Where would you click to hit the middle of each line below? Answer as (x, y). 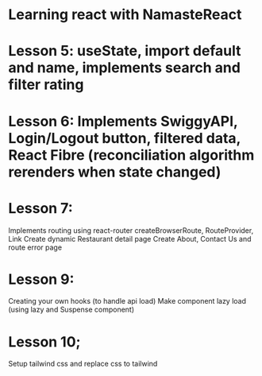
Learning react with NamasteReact (125, 15)
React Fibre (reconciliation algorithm (131, 155)
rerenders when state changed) (115, 172)
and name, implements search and (124, 68)
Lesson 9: (41, 279)
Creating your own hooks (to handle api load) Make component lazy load (127, 301)
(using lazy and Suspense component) (71, 310)
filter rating (46, 85)
